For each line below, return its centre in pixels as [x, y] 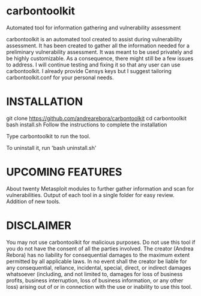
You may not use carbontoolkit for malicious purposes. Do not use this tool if [101, 242]
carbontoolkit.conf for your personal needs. [60, 77]
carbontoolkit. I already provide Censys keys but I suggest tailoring [89, 71]
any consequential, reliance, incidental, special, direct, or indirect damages [99, 267]
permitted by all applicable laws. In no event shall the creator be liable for [97, 261]
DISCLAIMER [39, 225]
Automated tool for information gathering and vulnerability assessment [94, 28]
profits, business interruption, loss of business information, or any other [95, 280]
